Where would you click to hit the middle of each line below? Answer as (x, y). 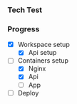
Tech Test (25, 10)
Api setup (42, 53)
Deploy (28, 93)
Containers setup (43, 61)
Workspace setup (43, 45)
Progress (24, 28)
